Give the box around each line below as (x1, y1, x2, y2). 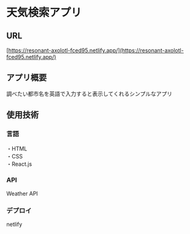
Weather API (6, 190, 38, 197)
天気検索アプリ (6, 6, 82, 20)
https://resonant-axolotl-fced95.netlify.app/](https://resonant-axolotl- (8, 47, 184, 54)
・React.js (6, 160, 32, 168)
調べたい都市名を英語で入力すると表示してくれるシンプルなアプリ (6, 90, 173, 97)
